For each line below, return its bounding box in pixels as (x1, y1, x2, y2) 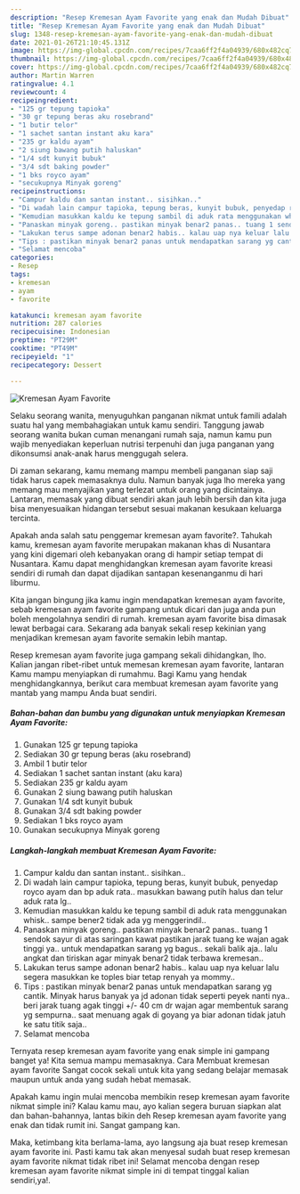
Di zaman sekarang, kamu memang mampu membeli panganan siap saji (10, 465, 273, 476)
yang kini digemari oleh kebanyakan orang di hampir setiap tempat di (10, 549, 264, 560)
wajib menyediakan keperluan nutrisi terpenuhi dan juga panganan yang (10, 438, 275, 449)
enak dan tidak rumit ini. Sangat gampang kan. (10, 1120, 181, 1131)
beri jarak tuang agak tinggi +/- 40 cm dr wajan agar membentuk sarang (22, 1000, 288, 1011)
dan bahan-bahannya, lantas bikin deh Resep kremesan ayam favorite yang (10, 1110, 288, 1121)
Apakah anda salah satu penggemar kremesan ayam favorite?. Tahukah (10, 529, 272, 540)
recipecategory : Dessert (10, 360, 102, 370)
